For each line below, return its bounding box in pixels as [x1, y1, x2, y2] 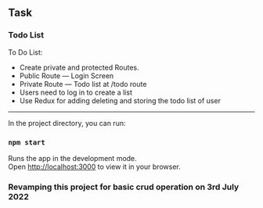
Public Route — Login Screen [19, 70, 114, 81]
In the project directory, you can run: [8, 118, 126, 127]
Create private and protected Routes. [19, 63, 139, 72]
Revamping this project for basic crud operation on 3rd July [8, 181, 240, 192]
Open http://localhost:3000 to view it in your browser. [8, 162, 182, 171]
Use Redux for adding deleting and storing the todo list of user [19, 95, 222, 105]
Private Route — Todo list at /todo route [19, 79, 147, 88]
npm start [8, 138, 45, 147]
